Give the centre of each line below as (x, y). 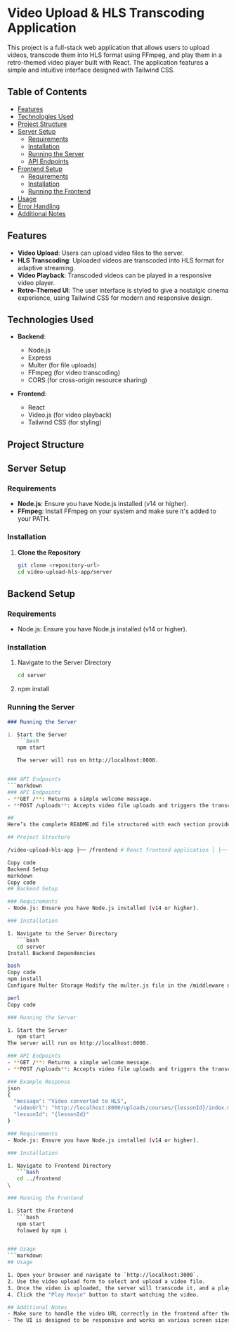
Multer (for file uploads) (62, 365)
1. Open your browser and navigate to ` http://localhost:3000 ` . (103, 1275)
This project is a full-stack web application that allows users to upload (109, 47)
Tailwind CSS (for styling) (65, 422)
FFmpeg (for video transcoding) (74, 373)
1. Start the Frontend (40, 1211)
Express (40, 358)
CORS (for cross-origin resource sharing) (87, 380)
